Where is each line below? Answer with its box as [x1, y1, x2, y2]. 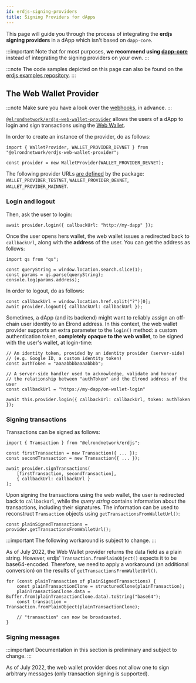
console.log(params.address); [6, 277, 80, 282]
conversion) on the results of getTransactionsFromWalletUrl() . [6, 567, 158, 574]
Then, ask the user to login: [6, 211, 72, 218]
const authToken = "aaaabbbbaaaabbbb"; [6, 361, 104, 366]
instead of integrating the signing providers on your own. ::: [6, 54, 150, 61]
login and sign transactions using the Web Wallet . [6, 122, 126, 129]
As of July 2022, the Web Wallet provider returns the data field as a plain [6, 548, 182, 555]
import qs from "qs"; [6, 256, 59, 262]
